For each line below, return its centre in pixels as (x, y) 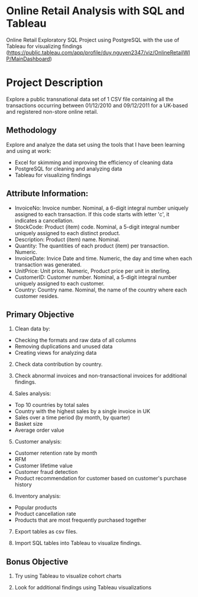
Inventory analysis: (38, 496)
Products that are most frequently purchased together (80, 520)
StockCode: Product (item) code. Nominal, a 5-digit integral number (97, 227)
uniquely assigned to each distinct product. (67, 233)
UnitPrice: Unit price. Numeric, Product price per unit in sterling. (92, 271)
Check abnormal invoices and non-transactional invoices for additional (101, 376)
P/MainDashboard (28, 59)
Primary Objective (40, 314)
